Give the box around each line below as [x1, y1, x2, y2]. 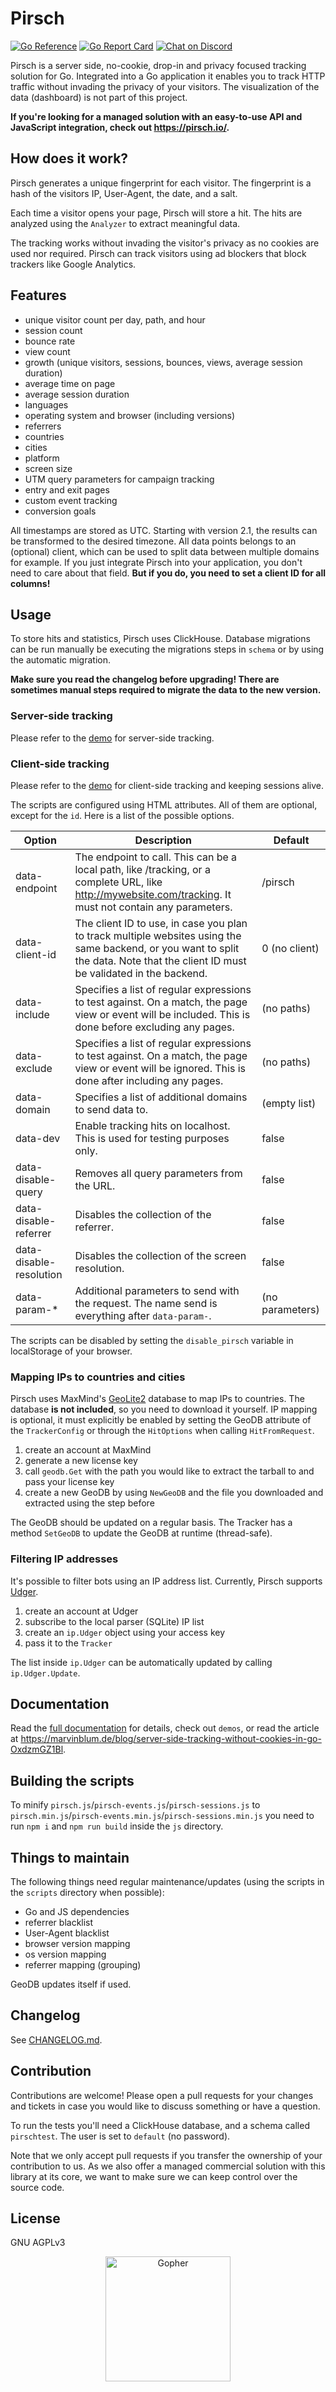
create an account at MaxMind [24, 1444, 152, 1456]
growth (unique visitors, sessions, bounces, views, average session [24, 356, 303, 368]
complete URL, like [74, 875, 163, 889]
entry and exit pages [24, 483, 110, 496]
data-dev [15, 1131, 61, 1145]
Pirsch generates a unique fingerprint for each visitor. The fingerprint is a [10, 177, 312, 189]
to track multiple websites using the [74, 928, 242, 942]
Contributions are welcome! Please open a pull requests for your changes [10, 2089, 314, 2101]
